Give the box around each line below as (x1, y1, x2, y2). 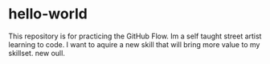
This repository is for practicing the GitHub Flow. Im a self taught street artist (8, 31, 262, 41)
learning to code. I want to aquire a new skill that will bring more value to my (8, 39, 260, 49)
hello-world (8, 5, 88, 23)
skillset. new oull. (8, 48, 66, 58)
